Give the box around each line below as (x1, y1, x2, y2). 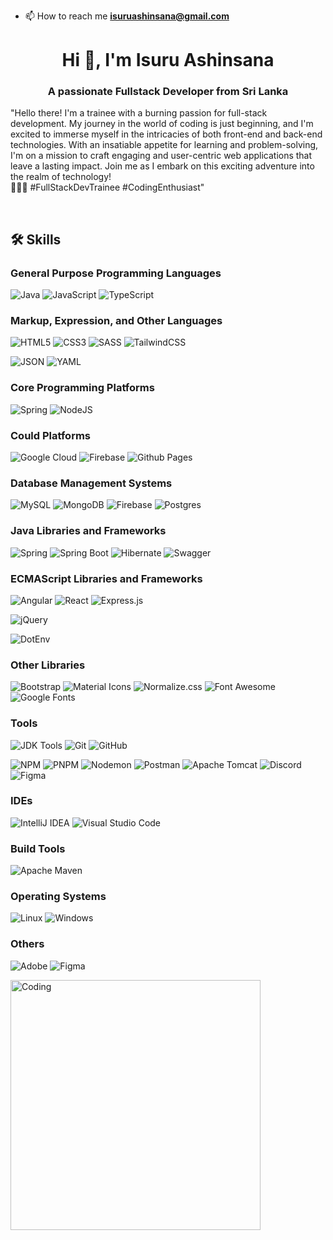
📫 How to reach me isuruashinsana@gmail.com (24, 10, 230, 22)
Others (10, 937, 45, 951)
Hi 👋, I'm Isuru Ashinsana (61, 49, 275, 72)
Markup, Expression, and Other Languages (10, 314, 223, 328)
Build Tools (10, 841, 66, 855)
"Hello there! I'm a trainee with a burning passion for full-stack (10, 107, 268, 119)
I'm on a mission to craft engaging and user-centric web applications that (10, 150, 313, 162)
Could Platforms (10, 428, 91, 442)
